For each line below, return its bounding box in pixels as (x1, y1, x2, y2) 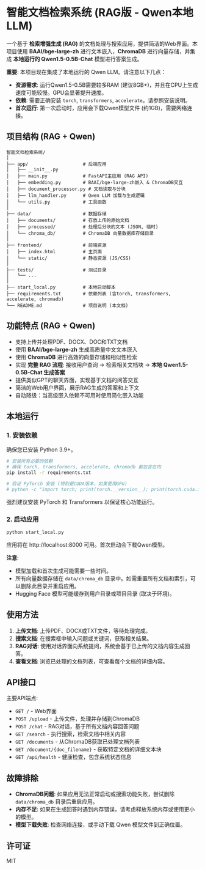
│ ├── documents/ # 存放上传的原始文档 (6, 217, 129, 223)
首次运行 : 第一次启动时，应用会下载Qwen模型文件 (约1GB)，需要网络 (15, 104, 187, 111)
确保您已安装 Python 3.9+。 (6, 446, 76, 453)
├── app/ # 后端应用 (6, 161, 107, 167)
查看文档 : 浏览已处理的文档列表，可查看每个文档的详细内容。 (15, 657, 168, 665)
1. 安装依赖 (6, 431, 38, 439)
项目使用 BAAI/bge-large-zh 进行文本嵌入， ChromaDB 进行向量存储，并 (6, 47, 190, 55)
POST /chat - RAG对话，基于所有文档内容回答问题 (15, 723, 140, 730)
